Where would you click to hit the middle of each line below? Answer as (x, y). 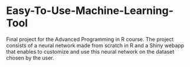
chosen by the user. (30, 58)
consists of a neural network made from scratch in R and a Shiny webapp (95, 45)
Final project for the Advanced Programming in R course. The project (90, 39)
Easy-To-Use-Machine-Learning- (90, 11)
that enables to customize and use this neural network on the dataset (90, 51)
